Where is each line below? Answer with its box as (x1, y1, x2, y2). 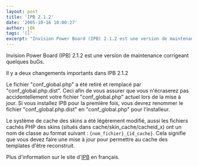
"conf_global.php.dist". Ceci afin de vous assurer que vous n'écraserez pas (6, 87, 189, 94)
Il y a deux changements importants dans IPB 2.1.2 (6, 70, 128, 76)
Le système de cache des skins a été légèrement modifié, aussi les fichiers (6, 117, 189, 124)
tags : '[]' (6, 31, 33, 36)
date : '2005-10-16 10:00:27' (6, 19, 78, 25)
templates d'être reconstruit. (6, 142, 75, 149)
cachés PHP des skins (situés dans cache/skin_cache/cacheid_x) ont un (6, 124, 181, 130)
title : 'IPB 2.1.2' (6, 14, 54, 20)
